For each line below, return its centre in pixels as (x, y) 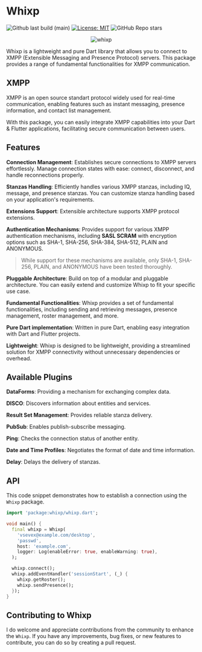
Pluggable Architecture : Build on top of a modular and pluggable (87, 278)
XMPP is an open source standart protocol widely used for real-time (91, 97)
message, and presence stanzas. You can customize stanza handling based (100, 193)
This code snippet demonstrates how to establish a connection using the (96, 496)
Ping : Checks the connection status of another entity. (73, 438)
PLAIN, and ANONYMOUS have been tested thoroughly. (103, 266)
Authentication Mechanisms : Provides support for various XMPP (88, 229)
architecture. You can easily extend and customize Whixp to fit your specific (101, 284)
